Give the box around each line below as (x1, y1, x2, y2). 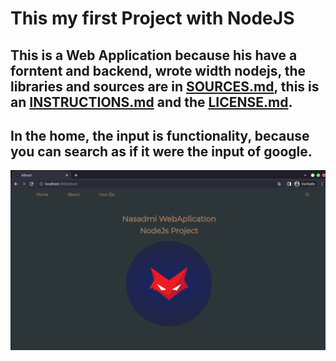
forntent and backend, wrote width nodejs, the (10, 62, 307, 79)
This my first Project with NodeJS (10, 7, 295, 30)
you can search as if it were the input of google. (10, 143, 313, 160)
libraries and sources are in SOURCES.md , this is (10, 78, 320, 95)
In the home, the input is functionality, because (10, 127, 310, 144)
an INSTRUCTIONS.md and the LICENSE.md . (10, 93, 293, 111)
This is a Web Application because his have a (10, 47, 298, 64)
